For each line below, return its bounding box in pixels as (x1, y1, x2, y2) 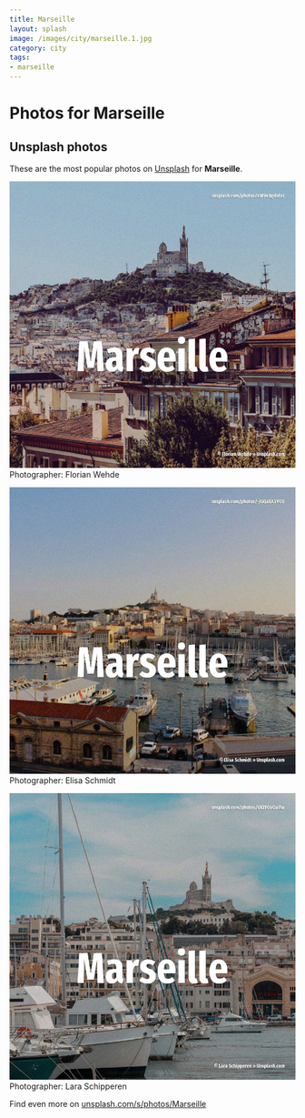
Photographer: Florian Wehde (9, 469, 120, 479)
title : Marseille (9, 15, 75, 24)
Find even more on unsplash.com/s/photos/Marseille (9, 1099, 207, 1109)
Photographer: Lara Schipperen (9, 1081, 127, 1092)
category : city (9, 44, 67, 53)
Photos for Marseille (9, 103, 165, 124)
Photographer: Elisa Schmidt (9, 775, 116, 786)
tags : (9, 53, 30, 63)
